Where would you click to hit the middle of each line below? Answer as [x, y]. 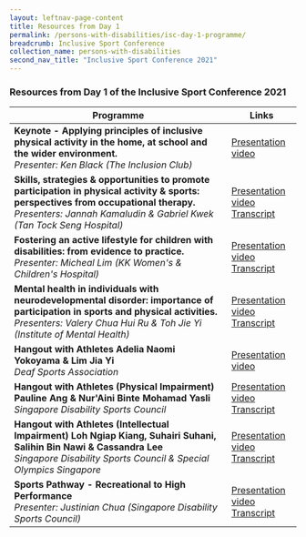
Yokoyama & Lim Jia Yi [64, 360]
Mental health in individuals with [87, 289]
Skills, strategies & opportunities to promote [112, 180]
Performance [43, 496]
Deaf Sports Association [66, 372]
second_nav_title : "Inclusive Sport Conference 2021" [114, 60]
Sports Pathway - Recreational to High [100, 485]
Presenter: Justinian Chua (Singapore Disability [116, 508]
